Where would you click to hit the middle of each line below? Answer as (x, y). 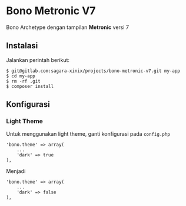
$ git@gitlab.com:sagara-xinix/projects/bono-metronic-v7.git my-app (93, 71)
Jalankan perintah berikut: (38, 60)
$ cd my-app (21, 76)
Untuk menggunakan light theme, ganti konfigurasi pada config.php (88, 134)
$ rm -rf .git (24, 81)
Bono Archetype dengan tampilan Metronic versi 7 (68, 27)
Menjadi (16, 171)
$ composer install (30, 86)
